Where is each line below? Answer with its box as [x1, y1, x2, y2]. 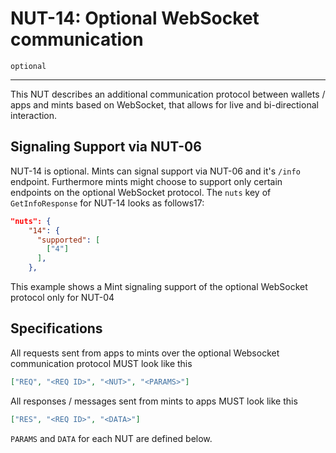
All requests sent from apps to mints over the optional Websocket [10, 347, 280, 359]
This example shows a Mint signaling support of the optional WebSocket [10, 281, 308, 292]
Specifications [10, 320, 103, 337]
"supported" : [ [36, 235, 101, 245]
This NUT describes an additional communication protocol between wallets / [10, 88, 326, 100]
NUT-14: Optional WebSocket [10, 7, 260, 30]
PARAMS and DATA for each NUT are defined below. [10, 432, 213, 444]
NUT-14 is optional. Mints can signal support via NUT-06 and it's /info [10, 165, 301, 177]
